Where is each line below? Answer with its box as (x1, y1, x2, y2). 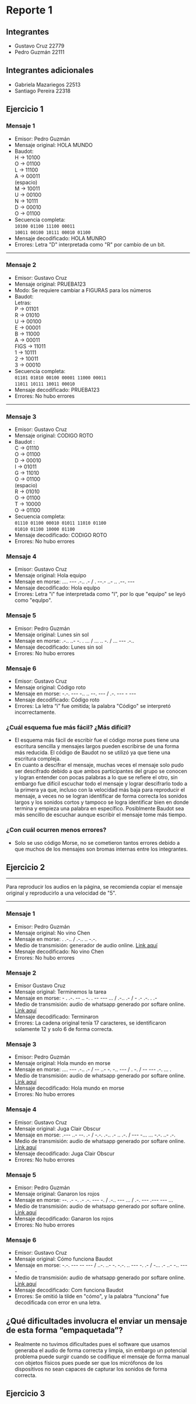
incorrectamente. (14, 708, 57, 715)
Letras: (14, 299, 32, 306)
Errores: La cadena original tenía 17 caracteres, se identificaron (14, 1019, 166, 1026)
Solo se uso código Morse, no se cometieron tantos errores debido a (14, 839, 180, 846)
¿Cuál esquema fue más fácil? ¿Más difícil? (6, 723, 131, 731)
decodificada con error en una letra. (14, 1299, 101, 1306)
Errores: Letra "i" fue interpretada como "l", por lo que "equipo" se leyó (14, 591, 185, 598)
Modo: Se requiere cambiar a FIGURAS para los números (14, 286, 152, 293)
